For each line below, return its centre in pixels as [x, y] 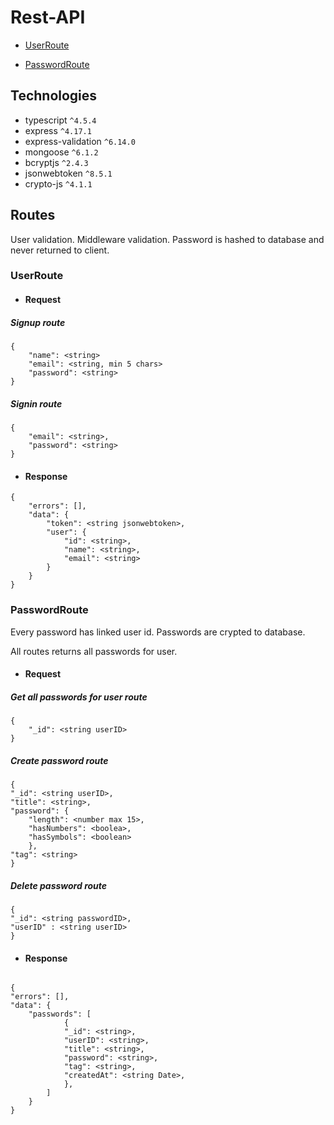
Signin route [36, 403]
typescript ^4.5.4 [60, 120]
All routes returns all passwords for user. [94, 651]
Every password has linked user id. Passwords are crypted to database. [158, 632]
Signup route [38, 322]
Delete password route [59, 885]
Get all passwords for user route [79, 697]
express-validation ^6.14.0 [80, 141]
